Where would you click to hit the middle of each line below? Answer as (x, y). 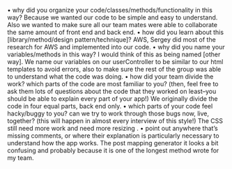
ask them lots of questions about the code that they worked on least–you (112, 91)
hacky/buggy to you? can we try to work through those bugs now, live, (108, 113)
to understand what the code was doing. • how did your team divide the (110, 77)
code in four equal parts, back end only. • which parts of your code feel (110, 106)
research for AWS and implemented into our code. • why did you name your (116, 47)
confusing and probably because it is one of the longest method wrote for (113, 150)
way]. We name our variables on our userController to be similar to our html (115, 62)
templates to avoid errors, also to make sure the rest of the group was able (114, 69)
